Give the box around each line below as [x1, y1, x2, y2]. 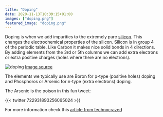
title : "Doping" [5, 7, 38, 12]
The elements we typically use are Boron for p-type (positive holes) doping [5, 73, 156, 79]
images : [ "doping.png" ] [5, 16, 54, 21]
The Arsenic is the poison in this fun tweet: [5, 88, 91, 94]
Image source [25, 64, 53, 70]
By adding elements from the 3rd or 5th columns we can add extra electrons [5, 50, 158, 55]
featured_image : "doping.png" [5, 20, 67, 26]
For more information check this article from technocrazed [5, 107, 123, 113]
